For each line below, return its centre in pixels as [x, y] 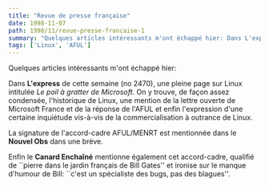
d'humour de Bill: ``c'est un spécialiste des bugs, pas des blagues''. [119, 174]
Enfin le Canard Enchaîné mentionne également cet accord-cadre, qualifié [131, 157]
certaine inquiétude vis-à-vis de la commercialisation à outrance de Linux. [131, 117]
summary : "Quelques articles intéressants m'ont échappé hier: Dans [125, 38]
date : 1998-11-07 [37, 23]
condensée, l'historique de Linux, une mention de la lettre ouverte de [122, 101]
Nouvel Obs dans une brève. [56, 141]
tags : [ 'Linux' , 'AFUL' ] [50, 46]
